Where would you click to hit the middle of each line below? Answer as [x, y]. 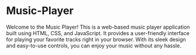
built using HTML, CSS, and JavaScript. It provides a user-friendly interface [98, 33]
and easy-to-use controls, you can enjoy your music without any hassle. [94, 46]
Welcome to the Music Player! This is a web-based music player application [98, 27]
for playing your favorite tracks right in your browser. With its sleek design [96, 39]
